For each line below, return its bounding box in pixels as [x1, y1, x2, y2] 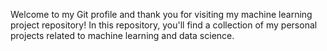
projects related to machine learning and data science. [10, 30, 235, 41]
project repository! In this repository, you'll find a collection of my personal [10, 19, 318, 31]
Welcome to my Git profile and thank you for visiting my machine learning [10, 9, 313, 20]
